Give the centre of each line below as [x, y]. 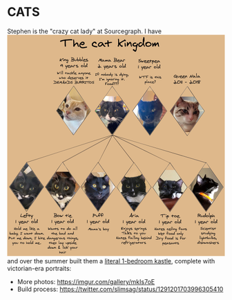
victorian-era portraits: [39, 269]
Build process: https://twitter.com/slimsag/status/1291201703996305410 [120, 289]
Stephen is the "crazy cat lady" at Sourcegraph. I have [85, 31]
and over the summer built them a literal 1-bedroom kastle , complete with [111, 261]
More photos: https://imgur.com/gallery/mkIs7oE [86, 282]
